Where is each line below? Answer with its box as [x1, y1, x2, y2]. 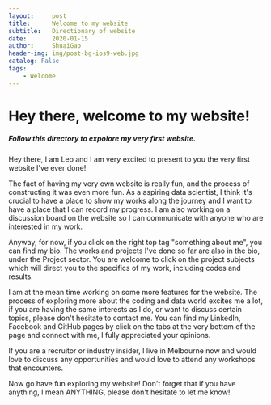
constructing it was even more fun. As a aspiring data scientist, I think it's [8, 187, 252, 196]
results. [8, 272, 34, 281]
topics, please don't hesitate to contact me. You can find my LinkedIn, [8, 313, 241, 323]
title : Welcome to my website [8, 19, 129, 27]
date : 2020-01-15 [8, 34, 89, 43]
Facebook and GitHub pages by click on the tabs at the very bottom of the [8, 321, 256, 331]
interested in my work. [8, 221, 83, 231]
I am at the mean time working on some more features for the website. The [8, 287, 257, 297]
